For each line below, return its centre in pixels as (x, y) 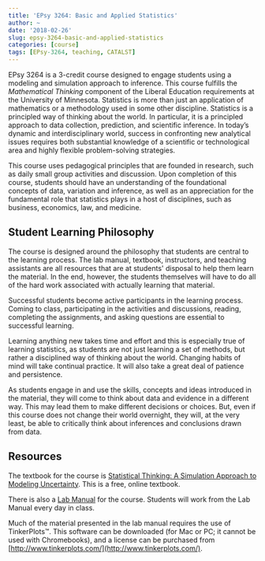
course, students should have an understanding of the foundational (118, 182)
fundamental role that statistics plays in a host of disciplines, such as (120, 199)
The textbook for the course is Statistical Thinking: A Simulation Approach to (132, 476)
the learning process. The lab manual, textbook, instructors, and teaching (127, 260)
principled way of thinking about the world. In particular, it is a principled (126, 117)
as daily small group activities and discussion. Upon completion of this (123, 174)
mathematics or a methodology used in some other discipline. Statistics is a (131, 108)
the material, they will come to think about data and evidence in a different (129, 398)
